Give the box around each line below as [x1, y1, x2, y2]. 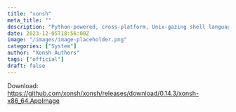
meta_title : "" [7, 17, 52, 24]
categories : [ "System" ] [7, 43, 77, 50]
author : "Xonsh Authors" [7, 50, 80, 57]
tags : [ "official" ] [7, 56, 65, 63]
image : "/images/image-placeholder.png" [7, 36, 128, 43]
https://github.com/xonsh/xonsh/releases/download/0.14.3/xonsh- [7, 89, 199, 97]
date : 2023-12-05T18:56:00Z [7, 29, 90, 37]
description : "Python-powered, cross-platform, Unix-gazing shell [7, 23, 206, 30]
